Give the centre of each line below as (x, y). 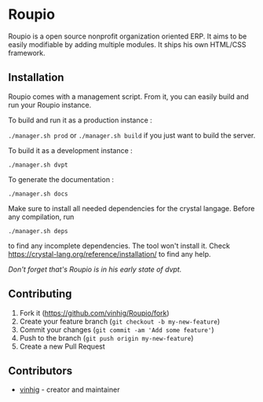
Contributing (40, 294)
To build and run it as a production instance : (80, 120)
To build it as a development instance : (71, 150)
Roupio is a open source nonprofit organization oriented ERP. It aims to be (128, 36)
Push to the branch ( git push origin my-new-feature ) (106, 338)
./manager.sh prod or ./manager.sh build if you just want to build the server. (132, 135)
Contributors (40, 371)
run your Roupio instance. (50, 104)
